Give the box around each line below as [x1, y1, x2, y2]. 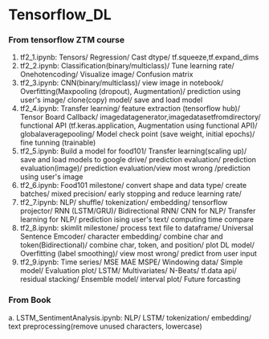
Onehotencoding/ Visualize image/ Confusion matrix [19, 70, 194, 80]
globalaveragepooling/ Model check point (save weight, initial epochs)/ [19, 129, 255, 139]
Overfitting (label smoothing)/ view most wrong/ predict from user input [19, 249, 257, 259]
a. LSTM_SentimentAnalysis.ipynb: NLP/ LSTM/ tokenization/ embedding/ [8, 312, 251, 322]
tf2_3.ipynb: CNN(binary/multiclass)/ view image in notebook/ [19, 78, 224, 88]
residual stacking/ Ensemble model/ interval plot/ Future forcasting [19, 275, 241, 284]
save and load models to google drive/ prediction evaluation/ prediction [19, 155, 257, 165]
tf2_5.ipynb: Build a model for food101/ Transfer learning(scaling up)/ [19, 146, 247, 156]
